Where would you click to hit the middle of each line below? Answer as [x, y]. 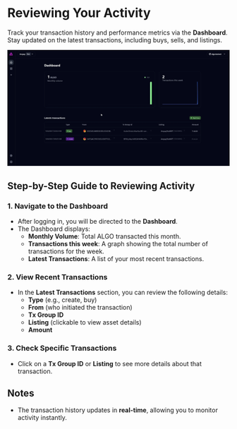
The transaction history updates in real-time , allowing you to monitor [118, 410]
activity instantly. [42, 418]
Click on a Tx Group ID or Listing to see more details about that [110, 363]
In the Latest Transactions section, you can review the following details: [122, 292]
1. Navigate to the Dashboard [57, 206]
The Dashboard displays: [54, 229]
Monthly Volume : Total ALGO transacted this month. [104, 236]
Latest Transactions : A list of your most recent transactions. [116, 258]
